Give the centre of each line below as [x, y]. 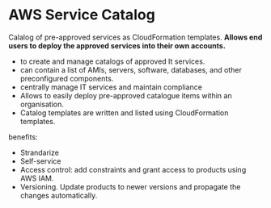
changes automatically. [59, 195]
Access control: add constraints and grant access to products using [133, 169]
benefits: [23, 137]
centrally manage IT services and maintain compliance [111, 87]
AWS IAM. [37, 178]
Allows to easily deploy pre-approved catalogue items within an [126, 95]
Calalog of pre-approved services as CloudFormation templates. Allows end [135, 37]
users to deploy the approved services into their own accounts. [117, 45]
